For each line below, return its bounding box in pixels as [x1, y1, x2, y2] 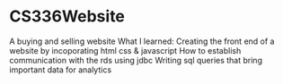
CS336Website [9, 6, 126, 27]
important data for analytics [9, 64, 112, 75]
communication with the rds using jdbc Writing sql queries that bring [9, 55, 263, 65]
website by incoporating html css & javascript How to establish [9, 45, 242, 55]
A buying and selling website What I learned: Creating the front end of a [9, 36, 275, 46]
